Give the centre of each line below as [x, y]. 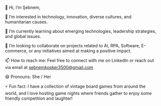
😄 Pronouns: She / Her [28, 77]
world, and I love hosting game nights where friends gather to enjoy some [79, 93]
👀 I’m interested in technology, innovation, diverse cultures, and [68, 17]
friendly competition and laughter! [39, 98]
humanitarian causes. [26, 22]
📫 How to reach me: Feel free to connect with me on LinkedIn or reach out [80, 60]
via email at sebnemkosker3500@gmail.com [49, 67]
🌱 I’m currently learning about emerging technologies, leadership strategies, [81, 31]
